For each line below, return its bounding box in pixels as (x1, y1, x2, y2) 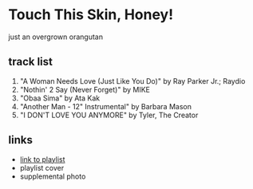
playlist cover (19, 163, 65, 172)
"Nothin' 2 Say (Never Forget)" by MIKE (19, 85, 150, 94)
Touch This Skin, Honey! (8, 6, 174, 24)
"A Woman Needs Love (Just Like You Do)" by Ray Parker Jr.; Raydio (19, 76, 246, 85)
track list (8, 55, 53, 69)
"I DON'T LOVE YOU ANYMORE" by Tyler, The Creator (19, 110, 199, 120)
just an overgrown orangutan (8, 32, 104, 41)
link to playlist (19, 154, 65, 164)
